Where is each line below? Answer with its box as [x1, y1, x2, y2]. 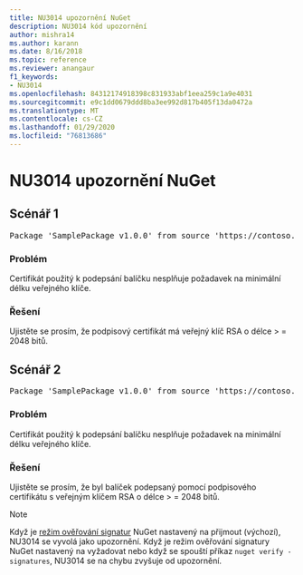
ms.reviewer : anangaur [9, 64, 95, 73]
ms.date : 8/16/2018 [9, 47, 83, 56]
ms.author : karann [9, 38, 79, 48]
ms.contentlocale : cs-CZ [9, 114, 103, 123]
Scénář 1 [9, 206, 59, 222]
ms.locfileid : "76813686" [9, 132, 107, 141]
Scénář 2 [9, 362, 62, 377]
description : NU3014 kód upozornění [9, 22, 147, 31]
